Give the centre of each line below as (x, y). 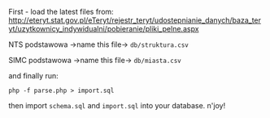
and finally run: (33, 76)
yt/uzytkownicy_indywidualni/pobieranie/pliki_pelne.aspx (104, 29)
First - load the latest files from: (61, 12)
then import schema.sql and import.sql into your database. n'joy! (117, 105)
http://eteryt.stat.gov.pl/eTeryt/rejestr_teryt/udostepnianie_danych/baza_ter (135, 20)
